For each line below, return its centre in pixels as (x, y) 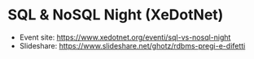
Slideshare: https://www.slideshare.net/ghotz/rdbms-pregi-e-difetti (132, 45)
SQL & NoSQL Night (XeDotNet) (116, 15)
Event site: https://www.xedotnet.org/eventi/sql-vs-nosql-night (125, 37)
